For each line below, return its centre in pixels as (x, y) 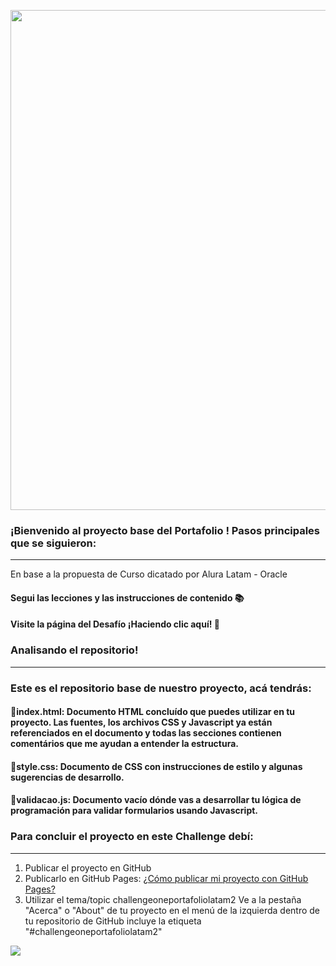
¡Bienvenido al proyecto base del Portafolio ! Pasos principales (165, 530)
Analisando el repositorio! (74, 650)
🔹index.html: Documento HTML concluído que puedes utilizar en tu (153, 712)
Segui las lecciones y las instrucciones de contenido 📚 (127, 597)
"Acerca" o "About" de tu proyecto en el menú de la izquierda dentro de (172, 910)
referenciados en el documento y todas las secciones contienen (146, 733)
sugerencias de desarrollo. (67, 777)
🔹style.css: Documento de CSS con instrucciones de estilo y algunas (156, 766)
